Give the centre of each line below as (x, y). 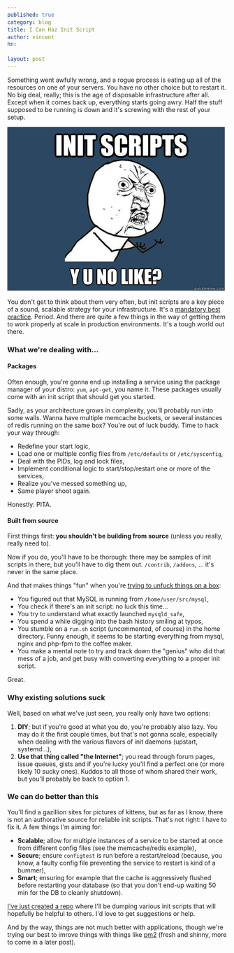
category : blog (29, 22)
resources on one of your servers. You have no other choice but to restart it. (117, 87)
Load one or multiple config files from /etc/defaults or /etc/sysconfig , (120, 454)
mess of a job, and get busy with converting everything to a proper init (119, 659)
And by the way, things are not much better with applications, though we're (115, 927)
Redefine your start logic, (54, 446)
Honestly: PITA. (29, 505)
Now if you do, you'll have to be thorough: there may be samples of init (109, 557)
